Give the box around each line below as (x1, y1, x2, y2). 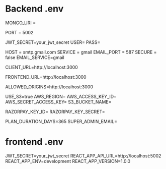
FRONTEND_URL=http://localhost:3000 (5, 74, 87, 80)
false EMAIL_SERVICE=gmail (5, 54, 64, 61)
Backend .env (5, 3, 64, 15)
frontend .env (5, 136, 64, 148)
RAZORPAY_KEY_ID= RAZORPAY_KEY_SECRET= (5, 108, 106, 115)
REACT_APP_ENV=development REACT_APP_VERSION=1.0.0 (5, 158, 131, 164)
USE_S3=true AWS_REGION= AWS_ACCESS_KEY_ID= (5, 93, 117, 99)
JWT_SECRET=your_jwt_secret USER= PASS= (5, 39, 101, 45)
